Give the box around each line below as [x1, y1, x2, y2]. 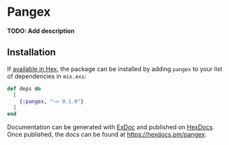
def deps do [7, 85, 41, 92]
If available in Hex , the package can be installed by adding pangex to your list [7, 64, 223, 72]
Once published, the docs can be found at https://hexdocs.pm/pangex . [7, 131, 207, 139]
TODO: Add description [7, 27, 75, 35]
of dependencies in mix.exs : [7, 72, 87, 80]
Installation [7, 47, 56, 58]
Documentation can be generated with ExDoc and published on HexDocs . [7, 123, 215, 131]
